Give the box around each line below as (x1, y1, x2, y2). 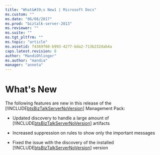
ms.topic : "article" (5, 40, 48, 45)
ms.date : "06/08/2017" (5, 16, 52, 21)
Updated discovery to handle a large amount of (12, 115, 109, 121)
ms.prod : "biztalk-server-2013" (5, 21, 72, 26)
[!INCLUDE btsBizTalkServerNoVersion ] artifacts (12, 120, 110, 126)
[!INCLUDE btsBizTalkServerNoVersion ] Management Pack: (5, 105, 125, 111)
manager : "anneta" (5, 62, 43, 67)
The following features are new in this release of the (5, 100, 112, 106)
